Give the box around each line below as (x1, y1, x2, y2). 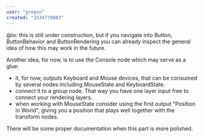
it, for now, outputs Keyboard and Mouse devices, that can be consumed (15, 74, 198, 81)
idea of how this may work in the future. (6, 44, 106, 52)
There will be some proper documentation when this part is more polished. (6, 125, 193, 132)
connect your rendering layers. (15, 94, 93, 101)
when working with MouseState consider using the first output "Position (15, 100, 196, 107)
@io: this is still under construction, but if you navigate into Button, (6, 31, 173, 38)
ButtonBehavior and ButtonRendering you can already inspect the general (6, 38, 191, 45)
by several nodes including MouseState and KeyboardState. (15, 80, 165, 88)
